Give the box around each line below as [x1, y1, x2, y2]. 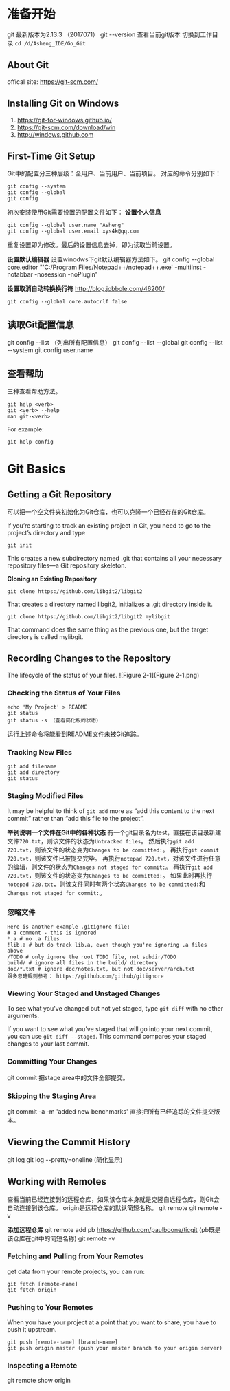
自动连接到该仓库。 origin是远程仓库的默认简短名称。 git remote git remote [7, 1203, 218, 1211]
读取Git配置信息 [7, 319, 74, 330]
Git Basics [7, 462, 66, 477]
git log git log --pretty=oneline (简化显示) [7, 1155, 123, 1163]
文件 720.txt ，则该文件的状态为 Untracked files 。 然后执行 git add [7, 837, 194, 845]
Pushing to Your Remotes [7, 1302, 93, 1312]
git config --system [7, 183, 67, 190]
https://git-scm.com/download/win [16, 123, 116, 131]
